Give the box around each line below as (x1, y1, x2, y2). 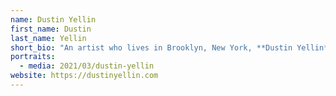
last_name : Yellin (10, 33, 87, 43)
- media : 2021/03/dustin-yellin (19, 61, 155, 71)
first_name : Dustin (10, 24, 92, 34)
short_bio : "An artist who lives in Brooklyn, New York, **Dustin (10, 42, 293, 53)
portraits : (10, 52, 56, 62)
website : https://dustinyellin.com (10, 71, 159, 81)
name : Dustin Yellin (10, 14, 97, 25)
